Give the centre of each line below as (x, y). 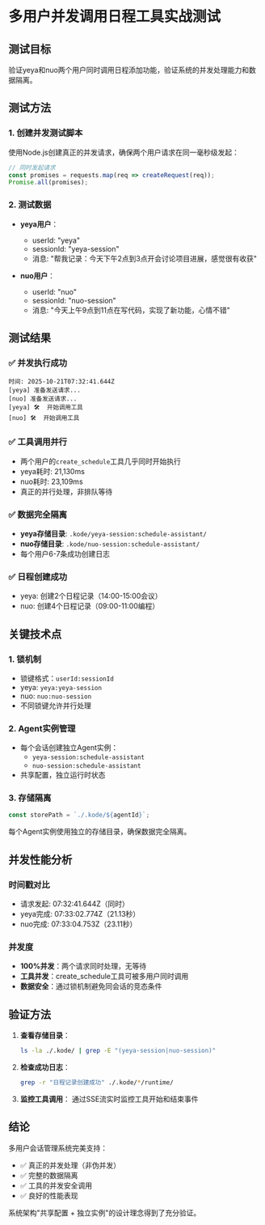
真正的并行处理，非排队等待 (66, 491)
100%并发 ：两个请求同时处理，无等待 (83, 966)
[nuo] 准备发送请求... (43, 399)
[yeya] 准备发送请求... (44, 390)
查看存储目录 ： (45, 1036)
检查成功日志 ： (45, 1067)
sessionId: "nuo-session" (74, 300)
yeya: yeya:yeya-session (61, 687)
